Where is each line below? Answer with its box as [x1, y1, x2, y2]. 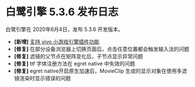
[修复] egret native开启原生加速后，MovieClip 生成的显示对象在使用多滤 [14, 67, 187, 74]
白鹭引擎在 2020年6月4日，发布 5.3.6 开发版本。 [5, 26, 124, 33]
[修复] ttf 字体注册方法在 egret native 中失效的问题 [14, 60, 136, 67]
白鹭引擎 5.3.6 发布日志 [5, 5, 119, 19]
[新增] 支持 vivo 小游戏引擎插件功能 [14, 38, 100, 45]
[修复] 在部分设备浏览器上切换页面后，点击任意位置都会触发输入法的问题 [14, 45, 190, 53]
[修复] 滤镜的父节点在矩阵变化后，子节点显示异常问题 [14, 53, 143, 60]
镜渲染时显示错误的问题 [14, 74, 71, 82]
